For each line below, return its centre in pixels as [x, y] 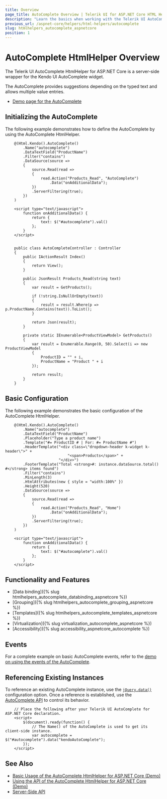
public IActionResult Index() [54, 257]
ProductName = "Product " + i [72, 361]
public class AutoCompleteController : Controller [68, 248]
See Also [19, 764]
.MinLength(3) [38, 477]
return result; [47, 374]
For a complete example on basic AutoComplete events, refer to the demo [81, 656]
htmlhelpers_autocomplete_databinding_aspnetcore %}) [70, 597]
